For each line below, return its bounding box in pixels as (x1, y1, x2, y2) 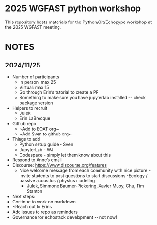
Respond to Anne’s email (12, 157, 62, 163)
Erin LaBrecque (19, 115, 51, 121)
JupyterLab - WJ (19, 146, 54, 152)
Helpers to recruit (12, 105, 48, 111)
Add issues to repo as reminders (12, 209, 78, 215)
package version (19, 100, 53, 106)
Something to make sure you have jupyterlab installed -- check (19, 94, 146, 100)
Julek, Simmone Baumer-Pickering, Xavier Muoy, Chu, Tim (26, 183, 144, 189)
